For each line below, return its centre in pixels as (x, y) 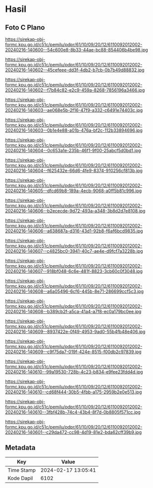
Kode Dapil (20, 478)
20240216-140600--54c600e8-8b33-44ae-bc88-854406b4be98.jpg (77, 50)
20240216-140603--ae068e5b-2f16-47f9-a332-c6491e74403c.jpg (74, 110)
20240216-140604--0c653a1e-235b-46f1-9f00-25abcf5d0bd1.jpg (73, 150)
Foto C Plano (25, 27)
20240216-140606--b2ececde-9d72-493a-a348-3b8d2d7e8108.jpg (75, 211)
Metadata (20, 448)
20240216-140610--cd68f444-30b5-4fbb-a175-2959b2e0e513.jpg (74, 392)
